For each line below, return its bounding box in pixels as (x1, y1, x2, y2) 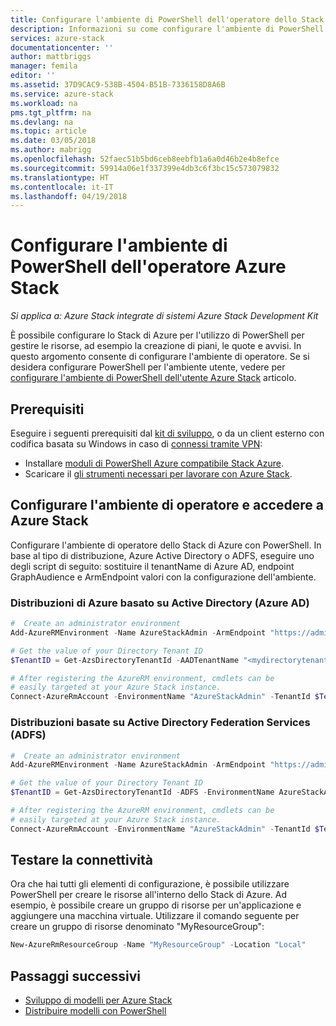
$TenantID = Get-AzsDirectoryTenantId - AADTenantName (10, 655, 240, 665)
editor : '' (10, 71, 56, 81)
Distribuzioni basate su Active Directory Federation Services (10, 716, 311, 730)
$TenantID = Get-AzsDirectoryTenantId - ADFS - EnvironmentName (10, 787, 275, 798)
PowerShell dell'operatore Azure (10, 256, 287, 278)
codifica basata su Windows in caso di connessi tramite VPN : (10, 438, 263, 450)
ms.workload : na (10, 98, 78, 108)
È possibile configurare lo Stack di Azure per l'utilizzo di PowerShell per (10, 329, 305, 341)
